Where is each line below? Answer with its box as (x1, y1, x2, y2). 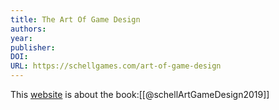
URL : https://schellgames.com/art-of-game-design (10, 61, 222, 71)
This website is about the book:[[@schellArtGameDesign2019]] (10, 89, 270, 100)
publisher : (10, 42, 56, 53)
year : (10, 33, 33, 43)
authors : (10, 24, 47, 34)
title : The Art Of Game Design (10, 14, 141, 25)
